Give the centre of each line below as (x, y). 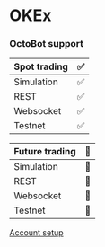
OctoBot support (46, 44)
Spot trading (41, 66)
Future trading (45, 152)
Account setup (37, 233)
